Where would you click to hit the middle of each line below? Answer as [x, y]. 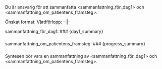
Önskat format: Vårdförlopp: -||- [38, 22]
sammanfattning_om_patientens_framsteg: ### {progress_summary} [75, 43]
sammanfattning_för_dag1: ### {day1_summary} [54, 31]
